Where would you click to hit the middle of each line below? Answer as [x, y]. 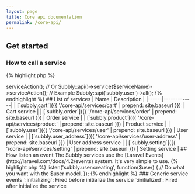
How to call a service [36, 63]
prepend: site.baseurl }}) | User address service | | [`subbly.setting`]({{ [91, 143]
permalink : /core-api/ [34, 22]
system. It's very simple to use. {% [136, 161]
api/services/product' [32, 124]
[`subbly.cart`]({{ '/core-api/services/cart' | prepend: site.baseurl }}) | [101, 105]
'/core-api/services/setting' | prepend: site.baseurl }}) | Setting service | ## [97, 149]
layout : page [22, 11]
